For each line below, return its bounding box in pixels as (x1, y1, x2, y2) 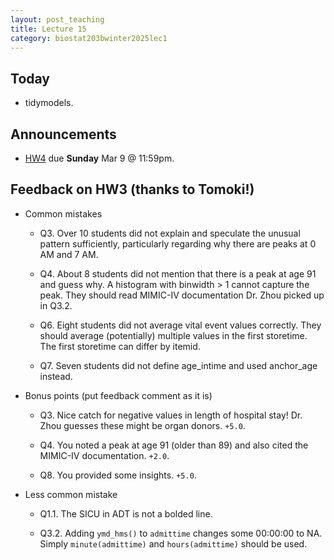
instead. (39, 370, 73, 382)
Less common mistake (24, 488, 118, 500)
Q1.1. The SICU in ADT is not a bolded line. (39, 507, 213, 520)
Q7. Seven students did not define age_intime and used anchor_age (39, 359, 318, 371)
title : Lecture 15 (10, 24, 87, 34)
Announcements (10, 126, 117, 143)
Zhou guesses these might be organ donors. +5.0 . (39, 419, 246, 431)
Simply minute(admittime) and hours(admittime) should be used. (39, 537, 308, 550)
